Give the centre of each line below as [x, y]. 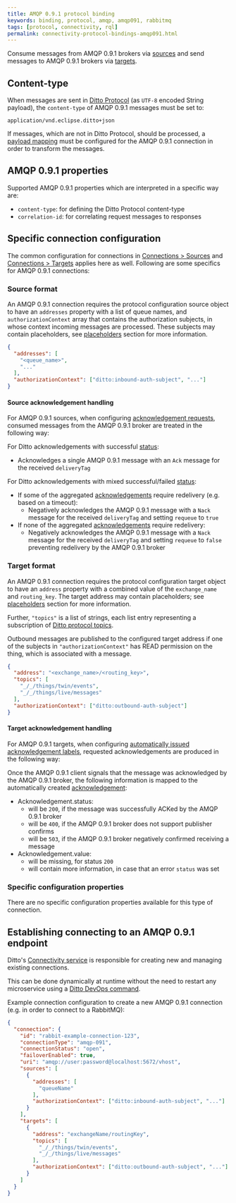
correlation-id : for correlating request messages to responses [110, 216]
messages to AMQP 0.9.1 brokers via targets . [72, 61]
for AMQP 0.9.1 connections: [49, 270]
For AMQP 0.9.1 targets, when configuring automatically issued [99, 744]
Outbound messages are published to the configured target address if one [115, 638]
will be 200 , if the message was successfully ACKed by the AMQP [123, 809]
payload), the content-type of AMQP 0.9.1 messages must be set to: [106, 108]
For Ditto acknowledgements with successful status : [83, 447]
